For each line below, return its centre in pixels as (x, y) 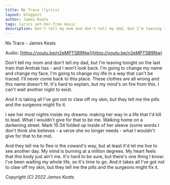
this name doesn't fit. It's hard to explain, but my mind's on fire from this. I (82, 84)
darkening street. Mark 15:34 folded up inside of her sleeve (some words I (82, 125)
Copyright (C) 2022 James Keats (40, 177)
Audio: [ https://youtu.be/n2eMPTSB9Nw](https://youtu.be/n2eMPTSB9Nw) (84, 53)
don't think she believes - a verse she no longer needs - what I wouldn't (80, 131)
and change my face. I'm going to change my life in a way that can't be (79, 73)
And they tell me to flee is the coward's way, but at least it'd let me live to (81, 146)
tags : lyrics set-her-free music (40, 24)
